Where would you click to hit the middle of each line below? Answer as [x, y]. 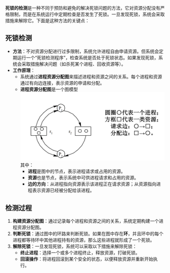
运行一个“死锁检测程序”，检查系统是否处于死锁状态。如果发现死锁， [88, 57]
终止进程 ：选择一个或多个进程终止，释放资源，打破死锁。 [80, 253]
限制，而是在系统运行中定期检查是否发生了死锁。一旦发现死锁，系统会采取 [87, 14]
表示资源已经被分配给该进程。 [63, 190]
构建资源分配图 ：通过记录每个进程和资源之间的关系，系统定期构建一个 [86, 221]
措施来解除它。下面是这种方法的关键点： [47, 21]
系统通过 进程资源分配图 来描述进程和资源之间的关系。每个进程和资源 [91, 76]
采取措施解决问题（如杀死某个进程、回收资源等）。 [74, 64]
